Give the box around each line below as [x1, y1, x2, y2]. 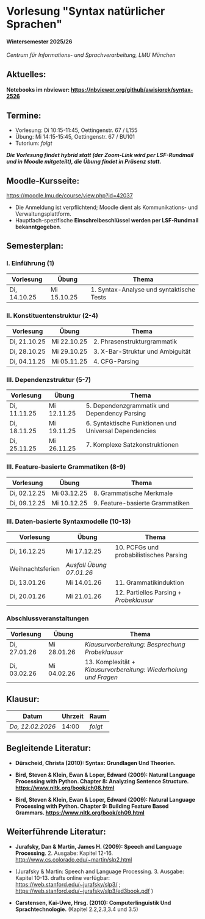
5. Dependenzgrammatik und [85, 401, 170, 410]
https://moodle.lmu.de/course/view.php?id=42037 [6, 192, 133, 199]
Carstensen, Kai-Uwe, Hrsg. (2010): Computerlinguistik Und [15, 899, 171, 906]
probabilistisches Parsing [115, 551, 188, 559]
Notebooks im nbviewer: [6, 86, 70, 93]
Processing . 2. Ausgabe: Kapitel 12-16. [15, 849, 113, 857]
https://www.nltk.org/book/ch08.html [15, 784, 115, 791]
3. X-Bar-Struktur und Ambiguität [93, 347, 191, 356]
